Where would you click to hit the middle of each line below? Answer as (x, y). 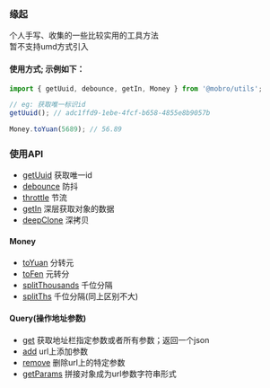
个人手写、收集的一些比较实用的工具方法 (84, 35)
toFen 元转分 (46, 273)
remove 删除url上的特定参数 (74, 362)
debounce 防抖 (50, 187)
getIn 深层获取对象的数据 (68, 209)
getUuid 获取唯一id (57, 175)
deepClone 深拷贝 (56, 220)
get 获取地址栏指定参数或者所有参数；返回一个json (116, 339)
